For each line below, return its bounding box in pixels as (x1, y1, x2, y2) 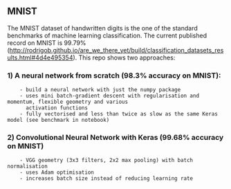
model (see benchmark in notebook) (7, 117, 110, 124)
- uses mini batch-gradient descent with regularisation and (19, 93, 199, 100)
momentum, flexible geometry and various (7, 98, 129, 106)
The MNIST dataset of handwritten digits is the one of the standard (7, 24, 198, 32)
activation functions (25, 105, 89, 111)
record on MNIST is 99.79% (7, 38, 86, 47)
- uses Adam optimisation (19, 169, 95, 176)
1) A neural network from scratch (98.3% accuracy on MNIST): (7, 71, 221, 80)
